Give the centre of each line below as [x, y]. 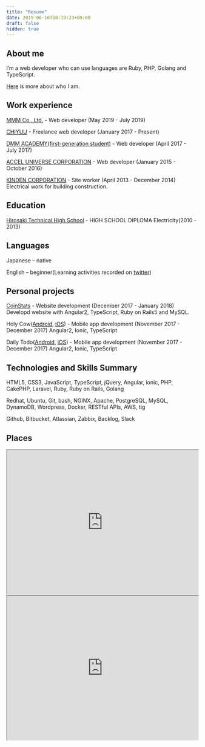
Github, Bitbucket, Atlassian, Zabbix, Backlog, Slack [71, 419]
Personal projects [40, 291]
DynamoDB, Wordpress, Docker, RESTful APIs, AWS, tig [76, 407]
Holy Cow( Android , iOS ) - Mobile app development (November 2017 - [93, 324]
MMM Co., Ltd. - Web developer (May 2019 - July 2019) [76, 120]
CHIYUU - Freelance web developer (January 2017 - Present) [83, 132]
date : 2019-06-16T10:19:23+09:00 [49, 18]
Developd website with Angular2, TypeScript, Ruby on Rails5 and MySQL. [98, 312]
